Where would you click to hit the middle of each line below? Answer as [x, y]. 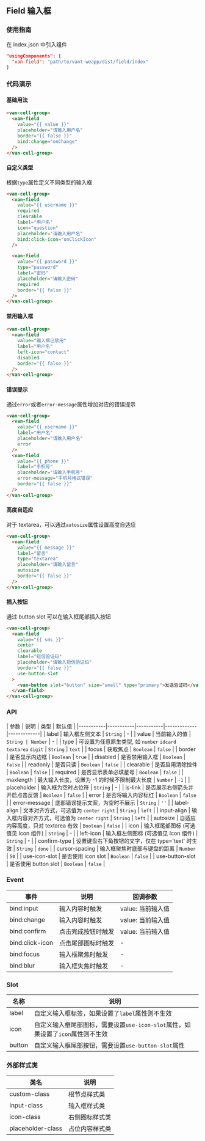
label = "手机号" [35, 467]
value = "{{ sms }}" [41, 640]
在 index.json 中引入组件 [37, 44]
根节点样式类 [87, 1095]
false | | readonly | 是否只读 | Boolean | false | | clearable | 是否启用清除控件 [102, 764]
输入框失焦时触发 [84, 966]
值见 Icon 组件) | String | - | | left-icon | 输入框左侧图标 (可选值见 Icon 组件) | [102, 833]
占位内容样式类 [90, 1129]
